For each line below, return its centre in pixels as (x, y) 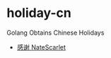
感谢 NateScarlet (41, 47)
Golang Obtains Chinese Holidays (55, 33)
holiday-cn (39, 13)
